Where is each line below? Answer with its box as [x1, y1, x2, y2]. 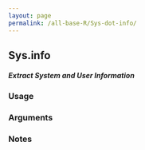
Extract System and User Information [8, 71, 135, 81]
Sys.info [8, 49, 51, 62]
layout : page [8, 11, 52, 20]
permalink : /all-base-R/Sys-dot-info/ [8, 19, 137, 27]
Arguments [8, 112, 53, 124]
